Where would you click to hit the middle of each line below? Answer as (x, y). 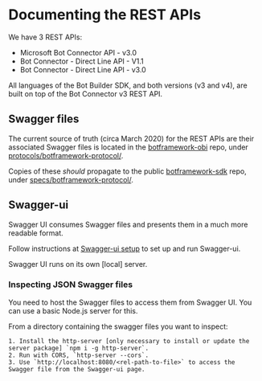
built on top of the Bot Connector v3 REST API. (86, 93)
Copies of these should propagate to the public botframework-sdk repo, (127, 171)
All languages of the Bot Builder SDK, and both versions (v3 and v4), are (128, 85)
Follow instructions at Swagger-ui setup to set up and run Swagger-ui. (125, 248)
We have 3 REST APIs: (45, 37)
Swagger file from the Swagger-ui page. (77, 369)
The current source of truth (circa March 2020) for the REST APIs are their (131, 138)
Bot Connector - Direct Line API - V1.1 (82, 61)
